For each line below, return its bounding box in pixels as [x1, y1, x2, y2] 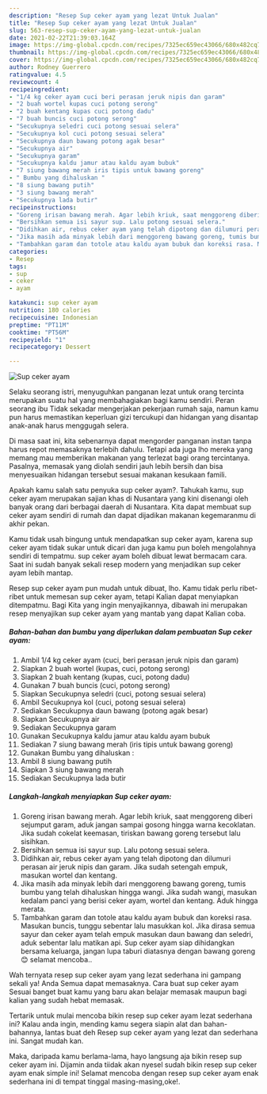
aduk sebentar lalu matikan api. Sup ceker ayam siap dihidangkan [20, 938, 235, 948]
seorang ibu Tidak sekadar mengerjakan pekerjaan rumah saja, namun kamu [9, 404, 259, 413]
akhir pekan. [9, 519, 50, 528]
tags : [9, 263, 27, 271]
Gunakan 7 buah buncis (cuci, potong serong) [20, 681, 171, 690]
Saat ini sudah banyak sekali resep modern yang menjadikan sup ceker [9, 560, 241, 570]
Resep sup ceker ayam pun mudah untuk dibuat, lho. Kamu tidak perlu [9, 584, 238, 593]
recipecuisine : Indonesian [9, 313, 98, 321]
